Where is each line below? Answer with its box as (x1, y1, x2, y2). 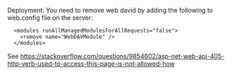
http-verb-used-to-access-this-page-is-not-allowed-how (7, 59, 175, 68)
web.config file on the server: (7, 13, 93, 22)
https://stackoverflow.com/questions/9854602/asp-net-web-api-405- (20, 52, 225, 60)
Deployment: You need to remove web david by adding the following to (7, 6, 214, 14)
